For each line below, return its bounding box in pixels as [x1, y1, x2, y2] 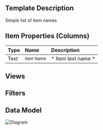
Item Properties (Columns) [5, 32, 90, 40]
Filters [5, 89, 26, 97]
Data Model [5, 106, 42, 114]
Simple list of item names [5, 17, 57, 23]
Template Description [5, 4, 74, 12]
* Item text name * [50, 55, 95, 62]
